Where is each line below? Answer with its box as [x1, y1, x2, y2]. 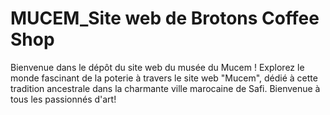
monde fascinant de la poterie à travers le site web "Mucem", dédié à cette [10, 72, 318, 84]
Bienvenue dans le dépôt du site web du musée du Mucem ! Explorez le [10, 61, 305, 73]
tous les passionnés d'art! [10, 93, 117, 105]
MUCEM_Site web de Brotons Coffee [10, 7, 320, 30]
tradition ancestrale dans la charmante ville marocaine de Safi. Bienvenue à [10, 82, 321, 94]
